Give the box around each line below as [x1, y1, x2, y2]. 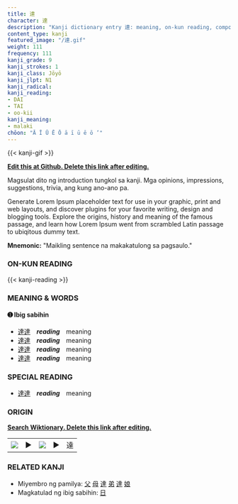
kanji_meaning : [7, 116, 52, 123]
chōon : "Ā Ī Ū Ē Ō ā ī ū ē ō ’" [7, 129, 103, 136]
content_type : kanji [7, 30, 69, 38]
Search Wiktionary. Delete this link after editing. [7, 423, 152, 432]
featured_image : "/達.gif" [7, 37, 86, 44]
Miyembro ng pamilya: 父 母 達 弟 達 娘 [17, 479, 131, 488]
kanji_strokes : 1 [7, 63, 59, 70]
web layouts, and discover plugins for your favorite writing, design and [7, 205, 213, 214]
